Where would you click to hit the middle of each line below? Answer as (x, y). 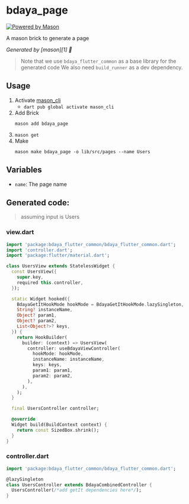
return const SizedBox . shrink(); (58, 430)
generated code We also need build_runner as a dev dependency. (102, 67)
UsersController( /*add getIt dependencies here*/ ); (77, 490)
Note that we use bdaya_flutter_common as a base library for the (98, 61)
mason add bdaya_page (41, 124)
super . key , (30, 277)
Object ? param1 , (37, 315)
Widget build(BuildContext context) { (60, 425)
